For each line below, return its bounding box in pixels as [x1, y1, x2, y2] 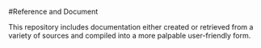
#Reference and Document [8, 7, 99, 16]
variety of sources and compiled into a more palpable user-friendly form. [8, 31, 251, 40]
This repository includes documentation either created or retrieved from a [8, 22, 254, 31]
